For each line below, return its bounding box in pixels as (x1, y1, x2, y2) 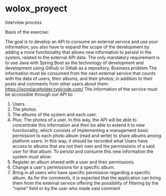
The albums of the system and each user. (12, 111, 98, 117)
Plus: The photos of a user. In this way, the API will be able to (12, 117, 137, 123)
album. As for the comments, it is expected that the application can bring (12, 175, 161, 181)
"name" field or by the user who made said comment (12, 185, 120, 191)
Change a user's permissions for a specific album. (12, 164, 115, 170)
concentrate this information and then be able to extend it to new (12, 122, 145, 128)
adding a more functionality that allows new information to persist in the (5, 49, 152, 55)
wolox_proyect (5, 3, 68, 14)
